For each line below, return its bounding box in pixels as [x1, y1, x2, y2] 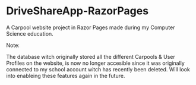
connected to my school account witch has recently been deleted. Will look [6, 65, 190, 73]
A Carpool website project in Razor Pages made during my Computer [6, 24, 175, 31]
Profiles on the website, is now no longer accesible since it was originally [6, 59, 185, 67]
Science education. [6, 30, 53, 37]
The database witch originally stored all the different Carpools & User [6, 53, 175, 60]
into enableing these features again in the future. [6, 72, 125, 79]
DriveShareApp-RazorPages [6, 4, 149, 18]
